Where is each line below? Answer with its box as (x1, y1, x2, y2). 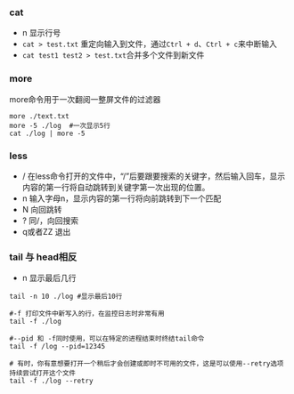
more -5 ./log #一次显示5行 (9, 121, 111, 130)
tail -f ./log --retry (9, 376, 94, 386)
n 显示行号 (21, 28, 61, 38)
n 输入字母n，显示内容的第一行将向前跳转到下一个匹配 (21, 193, 222, 204)
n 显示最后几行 (21, 273, 78, 284)
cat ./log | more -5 (9, 129, 86, 138)
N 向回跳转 (21, 204, 62, 214)
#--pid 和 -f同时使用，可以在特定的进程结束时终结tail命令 (9, 334, 205, 343)
